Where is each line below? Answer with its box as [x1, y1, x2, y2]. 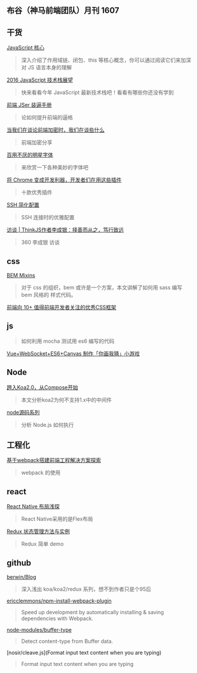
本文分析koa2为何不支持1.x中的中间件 [21, 396, 112, 403]
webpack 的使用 [21, 469, 61, 476]
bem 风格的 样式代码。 [21, 292, 76, 299]
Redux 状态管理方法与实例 [6, 528, 70, 535]
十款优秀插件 [21, 189, 52, 196]
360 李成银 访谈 [21, 239, 60, 246]
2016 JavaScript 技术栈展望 [6, 76, 73, 83]
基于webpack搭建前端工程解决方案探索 [6, 457, 102, 464]
